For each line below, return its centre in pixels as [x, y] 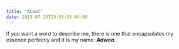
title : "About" [25, 11]
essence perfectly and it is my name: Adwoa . [61, 40]
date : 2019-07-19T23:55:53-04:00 [47, 17]
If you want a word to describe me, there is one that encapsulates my [90, 33]
